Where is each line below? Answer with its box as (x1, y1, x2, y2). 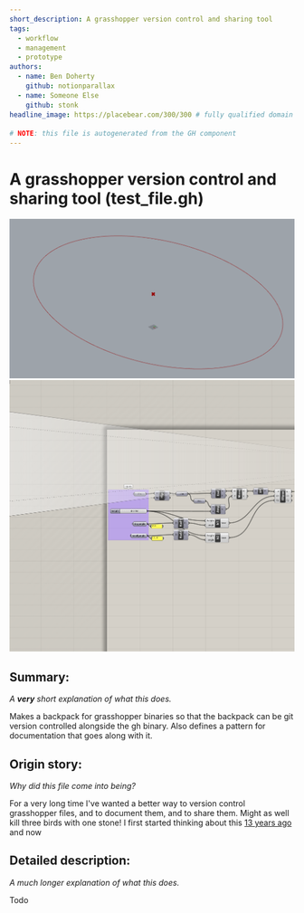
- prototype (17, 52, 63, 62)
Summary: (9, 670, 70, 685)
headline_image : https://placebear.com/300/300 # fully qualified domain (9, 109, 294, 119)
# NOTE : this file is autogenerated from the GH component (9, 129, 237, 138)
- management (17, 43, 67, 52)
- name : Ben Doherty (17, 72, 95, 81)
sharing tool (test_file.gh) (9, 188, 204, 209)
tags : (9, 24, 30, 33)
